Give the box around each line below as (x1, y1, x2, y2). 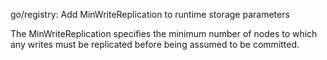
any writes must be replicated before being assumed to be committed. (10, 39, 300, 50)
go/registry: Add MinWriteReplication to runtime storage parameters (10, 9, 290, 20)
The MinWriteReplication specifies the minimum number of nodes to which (10, 28, 318, 39)
